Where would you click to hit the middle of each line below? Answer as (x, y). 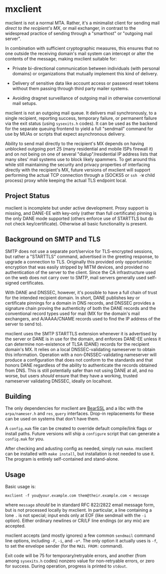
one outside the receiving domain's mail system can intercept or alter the (80, 53)
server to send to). (24, 324)
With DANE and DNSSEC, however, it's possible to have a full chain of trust (81, 292)
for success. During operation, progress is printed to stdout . (66, 566)
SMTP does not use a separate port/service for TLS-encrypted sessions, (79, 251)
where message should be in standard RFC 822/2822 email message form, (80, 505)
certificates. (32, 283)
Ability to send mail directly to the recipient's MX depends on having (75, 143)
